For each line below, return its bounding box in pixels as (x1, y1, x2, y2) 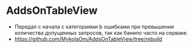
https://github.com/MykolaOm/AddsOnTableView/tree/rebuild (14, 35, 162, 42)
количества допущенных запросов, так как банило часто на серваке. (14, 29, 188, 36)
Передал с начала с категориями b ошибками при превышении (14, 23, 174, 30)
